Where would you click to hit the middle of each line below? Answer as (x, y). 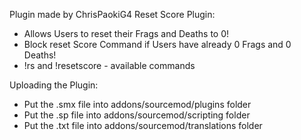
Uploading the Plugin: (54, 85)
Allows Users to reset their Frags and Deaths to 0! (126, 33)
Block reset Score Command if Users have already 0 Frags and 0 (157, 44)
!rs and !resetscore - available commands (109, 65)
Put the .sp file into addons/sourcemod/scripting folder (137, 115)
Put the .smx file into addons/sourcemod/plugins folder (137, 104)
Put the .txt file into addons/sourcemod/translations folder (143, 125)
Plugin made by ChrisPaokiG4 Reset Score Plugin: (112, 14)
